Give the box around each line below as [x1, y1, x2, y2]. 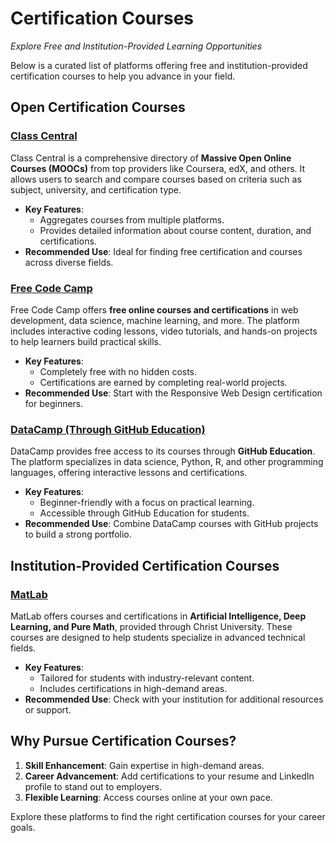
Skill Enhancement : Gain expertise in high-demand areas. [24, 759, 265, 771]
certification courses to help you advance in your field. [10, 70, 236, 82]
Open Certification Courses [10, 99, 186, 116]
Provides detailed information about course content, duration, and [39, 224, 312, 236]
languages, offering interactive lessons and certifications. [10, 467, 248, 479]
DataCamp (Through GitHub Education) [10, 422, 206, 436]
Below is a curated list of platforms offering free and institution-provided [10, 59, 308, 71]
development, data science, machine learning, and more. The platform [10, 314, 300, 326]
